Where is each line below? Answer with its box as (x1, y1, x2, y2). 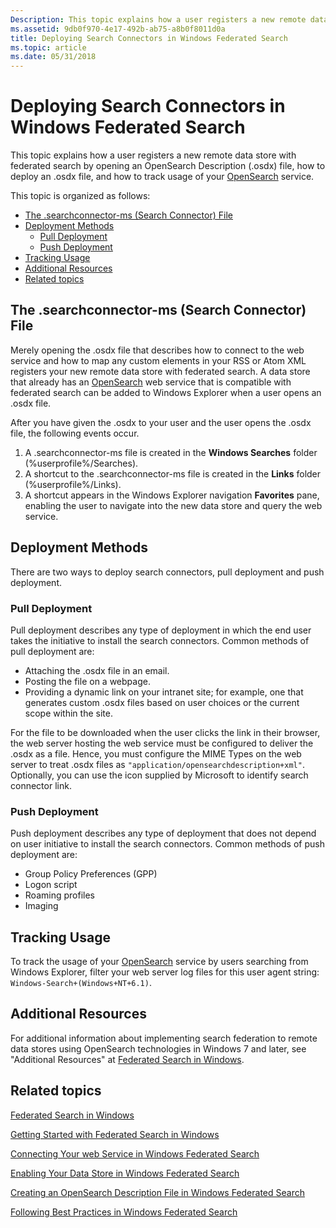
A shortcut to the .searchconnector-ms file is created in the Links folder (24, 467, 322, 480)
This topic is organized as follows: (10, 190, 151, 202)
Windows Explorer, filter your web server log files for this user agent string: (10, 966, 320, 978)
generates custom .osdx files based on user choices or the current (24, 696, 300, 708)
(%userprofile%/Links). (24, 478, 122, 490)
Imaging (24, 900, 59, 912)
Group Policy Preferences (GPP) (24, 868, 158, 880)
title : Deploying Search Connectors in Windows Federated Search (10, 33, 288, 43)
